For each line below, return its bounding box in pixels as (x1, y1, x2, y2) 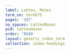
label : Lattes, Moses (5, 7, 52, 13)
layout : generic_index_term (5, 37, 65, 42)
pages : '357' (5, 17, 33, 22)
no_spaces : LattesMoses (5, 22, 56, 27)
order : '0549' (5, 31, 36, 37)
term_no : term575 (5, 12, 42, 17)
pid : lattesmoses (5, 27, 42, 32)
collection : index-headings (5, 41, 65, 46)
